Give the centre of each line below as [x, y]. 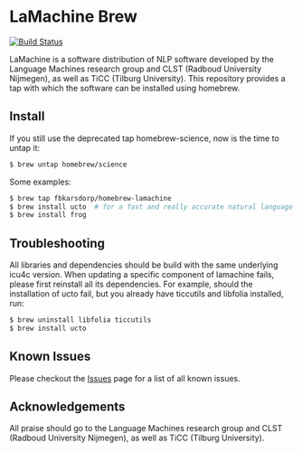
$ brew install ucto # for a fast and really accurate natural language [151, 207]
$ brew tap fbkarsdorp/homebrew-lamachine [90, 198]
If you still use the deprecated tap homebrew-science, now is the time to [145, 138]
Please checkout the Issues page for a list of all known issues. [125, 378]
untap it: [25, 147]
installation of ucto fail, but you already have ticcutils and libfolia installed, [146, 294]
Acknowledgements [67, 407]
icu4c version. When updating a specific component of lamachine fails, [142, 275]
